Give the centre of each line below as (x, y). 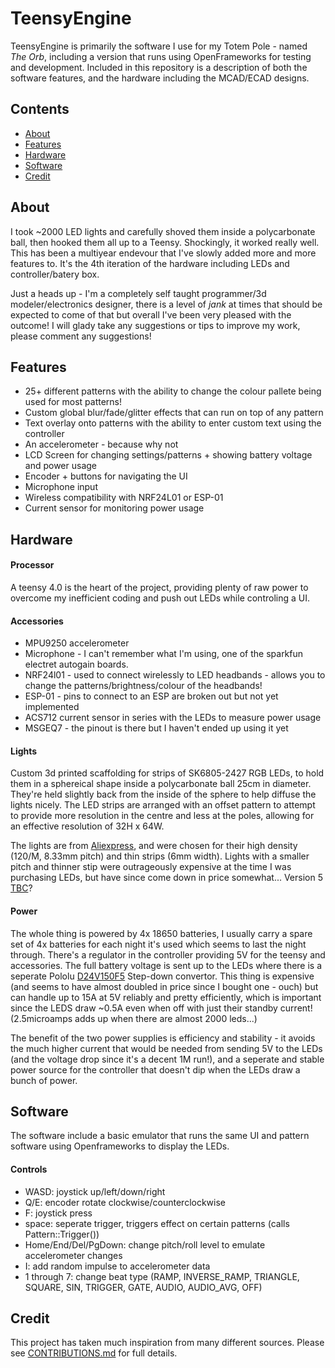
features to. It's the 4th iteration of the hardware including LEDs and (150, 263)
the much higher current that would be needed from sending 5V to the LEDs (166, 1048)
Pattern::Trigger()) (62, 1234)
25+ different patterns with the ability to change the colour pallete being (173, 391)
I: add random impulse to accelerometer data (117, 1266)
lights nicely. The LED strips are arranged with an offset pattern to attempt (163, 805)
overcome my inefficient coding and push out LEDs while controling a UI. (160, 598)
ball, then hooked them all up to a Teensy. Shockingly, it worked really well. (165, 242)
